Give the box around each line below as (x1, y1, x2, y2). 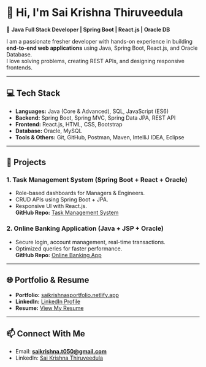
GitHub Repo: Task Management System (15, 209, 119, 217)
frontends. (6, 64, 32, 71)
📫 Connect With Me (6, 328, 86, 339)
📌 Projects (6, 157, 47, 168)
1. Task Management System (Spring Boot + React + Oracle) (6, 176, 188, 184)
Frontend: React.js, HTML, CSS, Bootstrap (15, 120, 123, 128)
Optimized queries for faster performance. (15, 245, 123, 252)
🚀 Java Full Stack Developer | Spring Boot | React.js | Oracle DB (6, 26, 170, 33)
